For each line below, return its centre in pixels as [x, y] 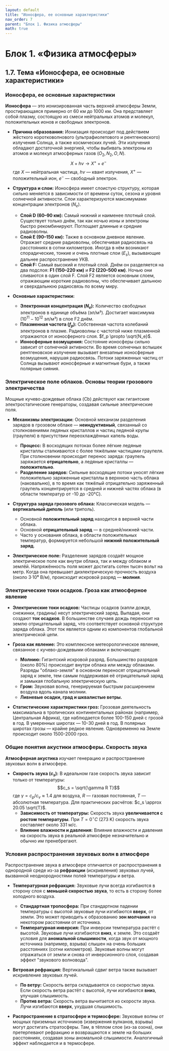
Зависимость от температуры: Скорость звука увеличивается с [91, 813]
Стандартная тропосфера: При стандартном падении [79, 906]
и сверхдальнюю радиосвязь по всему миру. [69, 286]
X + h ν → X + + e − [89, 163]
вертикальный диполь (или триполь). [54, 509]
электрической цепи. [36, 635]
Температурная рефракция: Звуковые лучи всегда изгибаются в [84, 886]
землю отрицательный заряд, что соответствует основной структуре [88, 624]
